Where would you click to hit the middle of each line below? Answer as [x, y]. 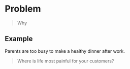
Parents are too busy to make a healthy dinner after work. [65, 51]
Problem [23, 9]
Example [19, 39]
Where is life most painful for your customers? [66, 61]
